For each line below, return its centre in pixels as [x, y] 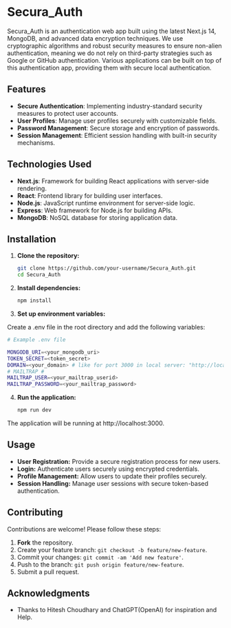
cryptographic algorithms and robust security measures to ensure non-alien [114, 45]
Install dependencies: [49, 288]
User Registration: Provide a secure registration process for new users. [119, 461]
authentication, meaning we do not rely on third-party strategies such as [110, 53]
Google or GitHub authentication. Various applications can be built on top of [114, 60]
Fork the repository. [45, 543]
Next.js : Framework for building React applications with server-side [113, 181]
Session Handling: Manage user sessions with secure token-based [112, 483]
